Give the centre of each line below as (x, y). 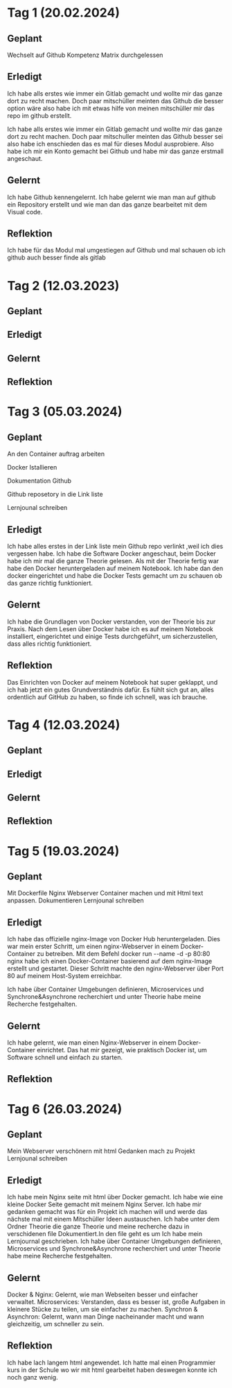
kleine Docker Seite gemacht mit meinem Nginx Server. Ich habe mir (105, 1204)
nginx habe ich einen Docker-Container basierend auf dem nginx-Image (110, 961)
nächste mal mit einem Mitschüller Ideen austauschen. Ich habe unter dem (114, 1219)
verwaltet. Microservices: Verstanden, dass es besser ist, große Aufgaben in (116, 1302)
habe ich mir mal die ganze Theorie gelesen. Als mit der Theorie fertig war (113, 561)
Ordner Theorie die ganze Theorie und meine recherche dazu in (98, 1226)
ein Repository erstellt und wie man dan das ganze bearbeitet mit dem (107, 204)
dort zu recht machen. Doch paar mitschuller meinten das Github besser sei (115, 136)
